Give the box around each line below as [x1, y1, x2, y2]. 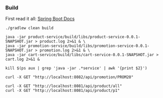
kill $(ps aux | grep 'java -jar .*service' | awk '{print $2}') [5, 66, 147, 71]
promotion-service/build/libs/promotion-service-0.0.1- [28, 43, 150, 48]
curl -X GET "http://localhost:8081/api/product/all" [5, 84, 123, 89]
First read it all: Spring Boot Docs [5, 16, 75, 22]
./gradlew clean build [5, 26, 54, 31]
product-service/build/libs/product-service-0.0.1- [28, 35, 141, 40]
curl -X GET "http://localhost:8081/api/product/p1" [5, 88, 120, 93]
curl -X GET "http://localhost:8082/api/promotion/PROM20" [5, 75, 134, 80]
